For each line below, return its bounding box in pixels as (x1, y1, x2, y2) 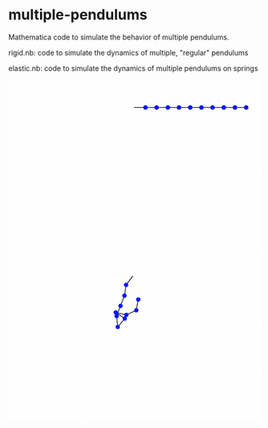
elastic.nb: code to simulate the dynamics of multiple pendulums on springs (8, 63, 258, 73)
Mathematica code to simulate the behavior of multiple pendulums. (8, 32, 229, 42)
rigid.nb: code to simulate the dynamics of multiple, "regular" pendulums (8, 47, 249, 57)
